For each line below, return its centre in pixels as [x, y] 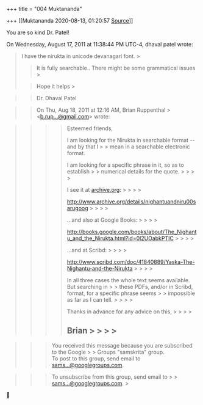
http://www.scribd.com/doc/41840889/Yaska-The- [131, 262]
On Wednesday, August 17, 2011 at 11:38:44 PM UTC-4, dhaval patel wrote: [100, 44]
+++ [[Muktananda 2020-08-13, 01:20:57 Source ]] [69, 20]
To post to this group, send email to [96, 358]
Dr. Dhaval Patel [56, 98]
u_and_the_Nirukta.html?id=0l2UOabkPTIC [120, 238]
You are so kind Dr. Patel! [38, 32]
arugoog [77, 208]
